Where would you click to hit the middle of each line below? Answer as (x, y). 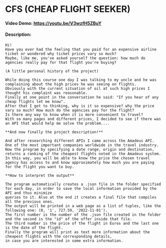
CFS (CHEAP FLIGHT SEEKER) (68, 9)
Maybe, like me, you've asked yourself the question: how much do (75, 58)
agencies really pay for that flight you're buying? (61, 62)
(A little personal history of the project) (52, 71)
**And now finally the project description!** (54, 132)
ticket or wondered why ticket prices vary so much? (61, 54)
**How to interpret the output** (40, 175)
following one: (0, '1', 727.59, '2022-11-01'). (56, 210)
